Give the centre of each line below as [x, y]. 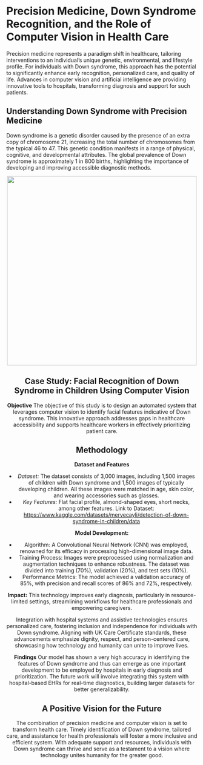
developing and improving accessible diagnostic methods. [79, 167]
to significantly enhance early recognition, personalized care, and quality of [101, 73]
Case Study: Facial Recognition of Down [102, 381]
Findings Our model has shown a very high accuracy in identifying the [102, 657]
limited [20, 601]
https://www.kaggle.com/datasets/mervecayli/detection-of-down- [106, 515]
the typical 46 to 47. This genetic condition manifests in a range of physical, [101, 148]
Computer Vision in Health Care [88, 37]
